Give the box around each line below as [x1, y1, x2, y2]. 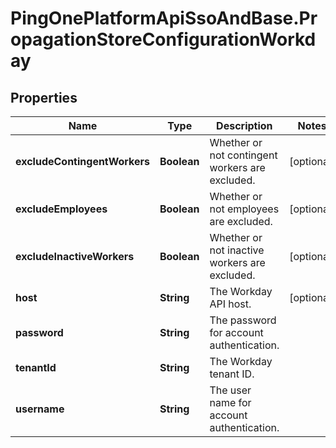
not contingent [209, 148, 278, 162]
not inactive [209, 243, 265, 257]
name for [209, 396, 252, 409]
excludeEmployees [15, 202, 108, 216]
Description [216, 119, 273, 132]
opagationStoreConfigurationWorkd [10, 28, 317, 51]
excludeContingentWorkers [15, 155, 150, 168]
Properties [10, 89, 78, 106]
